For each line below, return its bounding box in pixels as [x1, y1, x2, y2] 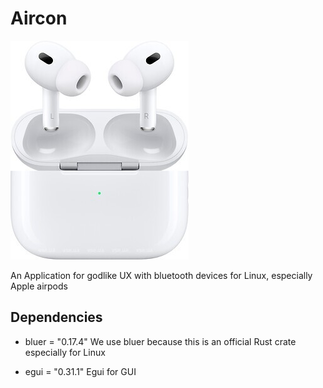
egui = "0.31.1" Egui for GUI [24, 365, 137, 377]
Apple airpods [10, 280, 68, 292]
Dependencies [10, 309, 103, 326]
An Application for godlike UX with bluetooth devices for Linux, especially [10, 269, 313, 281]
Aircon [10, 7, 68, 30]
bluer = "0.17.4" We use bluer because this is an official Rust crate [24, 335, 297, 347]
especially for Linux [24, 346, 106, 358]
